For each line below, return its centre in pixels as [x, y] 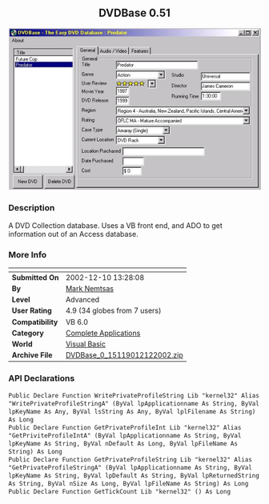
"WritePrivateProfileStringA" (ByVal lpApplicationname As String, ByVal [134, 404]
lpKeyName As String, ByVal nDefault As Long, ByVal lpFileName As [123, 444]
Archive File [32, 355]
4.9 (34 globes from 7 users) [113, 310]
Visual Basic [86, 344]
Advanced [82, 300]
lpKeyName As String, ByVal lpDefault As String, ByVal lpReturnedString [134, 476]
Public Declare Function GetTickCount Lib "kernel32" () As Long [119, 492]
